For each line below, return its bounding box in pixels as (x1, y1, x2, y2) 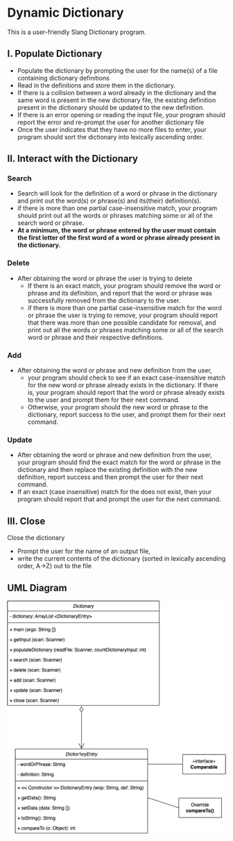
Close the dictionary (7, 534, 65, 542)
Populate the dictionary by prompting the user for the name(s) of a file (17, 66, 218, 74)
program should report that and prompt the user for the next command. (17, 495, 221, 504)
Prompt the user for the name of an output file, (17, 547, 150, 556)
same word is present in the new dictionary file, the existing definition (17, 96, 216, 104)
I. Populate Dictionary (7, 48, 103, 60)
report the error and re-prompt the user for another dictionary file (17, 118, 205, 126)
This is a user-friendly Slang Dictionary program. (7, 28, 147, 36)
